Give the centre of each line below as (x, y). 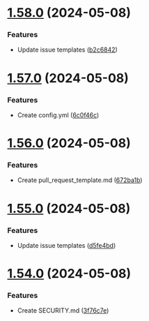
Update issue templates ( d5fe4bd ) (66, 245)
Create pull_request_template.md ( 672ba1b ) (80, 180)
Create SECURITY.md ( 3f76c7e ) (63, 311)
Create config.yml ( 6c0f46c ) (58, 115)
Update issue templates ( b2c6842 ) (68, 50)
